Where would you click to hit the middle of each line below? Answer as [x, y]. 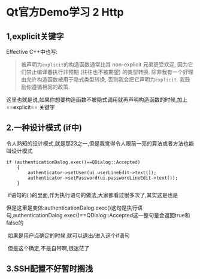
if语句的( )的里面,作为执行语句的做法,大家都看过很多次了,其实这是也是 [93, 195]
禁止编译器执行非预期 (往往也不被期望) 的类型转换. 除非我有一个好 [107, 72]
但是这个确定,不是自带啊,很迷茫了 [49, 248]
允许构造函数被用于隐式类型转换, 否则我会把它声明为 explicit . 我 [106, 79]
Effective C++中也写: [32, 52]
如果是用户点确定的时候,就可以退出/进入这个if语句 [69, 235]
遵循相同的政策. [51, 87]
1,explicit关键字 [35, 36]
